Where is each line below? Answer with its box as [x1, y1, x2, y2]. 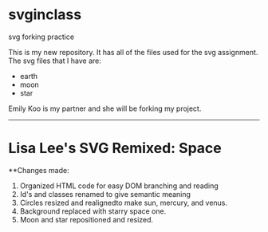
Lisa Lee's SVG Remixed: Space [8, 140, 222, 157]
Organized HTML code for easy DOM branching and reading [19, 181, 219, 191]
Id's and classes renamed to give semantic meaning [19, 189, 191, 199]
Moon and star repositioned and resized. [19, 214, 154, 224]
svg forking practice [8, 32, 74, 41]
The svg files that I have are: [8, 56, 102, 65]
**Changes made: [8, 165, 69, 175]
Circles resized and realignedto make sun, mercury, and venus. [19, 198, 228, 207]
